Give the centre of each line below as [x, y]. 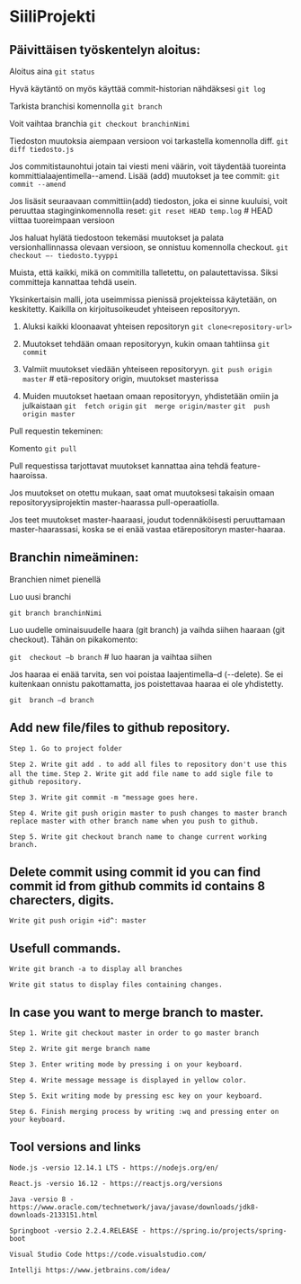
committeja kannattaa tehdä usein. [73, 282]
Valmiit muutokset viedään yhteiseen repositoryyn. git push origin [147, 369]
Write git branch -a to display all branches [96, 969]
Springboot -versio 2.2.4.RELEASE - [78, 1230]
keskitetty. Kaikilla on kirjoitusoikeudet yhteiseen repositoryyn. [125, 309]
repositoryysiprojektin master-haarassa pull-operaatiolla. [115, 502]
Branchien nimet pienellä [55, 579]
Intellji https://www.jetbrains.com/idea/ [90, 1270]
